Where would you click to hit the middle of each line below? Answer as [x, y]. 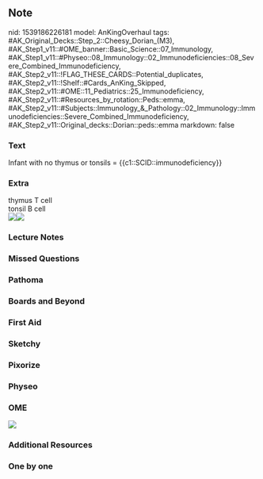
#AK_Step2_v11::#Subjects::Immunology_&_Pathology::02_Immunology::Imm [132, 108]
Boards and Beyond [47, 301]
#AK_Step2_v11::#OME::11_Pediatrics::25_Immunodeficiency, [106, 91]
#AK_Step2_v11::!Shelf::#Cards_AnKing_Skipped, [87, 82]
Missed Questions [44, 259]
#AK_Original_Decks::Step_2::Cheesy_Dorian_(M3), [91, 40]
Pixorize [25, 365]
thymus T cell [30, 201]
